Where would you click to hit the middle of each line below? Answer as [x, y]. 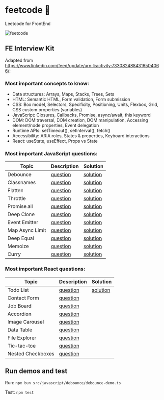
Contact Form [23, 298]
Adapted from [19, 60]
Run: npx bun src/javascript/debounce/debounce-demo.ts [63, 383]
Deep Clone [21, 214]
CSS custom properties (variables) [47, 110]
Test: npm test [20, 392]
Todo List [18, 290]
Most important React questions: [45, 269]
